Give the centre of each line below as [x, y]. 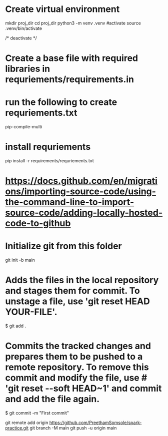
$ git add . [16, 326]
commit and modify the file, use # [76, 378]
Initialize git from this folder [64, 246]
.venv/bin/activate [24, 28]
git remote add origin [27, 423]
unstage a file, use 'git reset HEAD [77, 301]
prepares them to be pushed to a [74, 357]
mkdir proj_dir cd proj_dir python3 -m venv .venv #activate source [73, 23]
